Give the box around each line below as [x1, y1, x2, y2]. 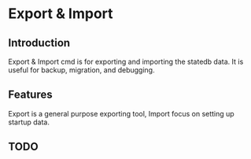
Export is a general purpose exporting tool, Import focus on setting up [8, 109, 234, 118]
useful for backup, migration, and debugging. [8, 65, 155, 75]
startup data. [8, 117, 50, 127]
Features [8, 88, 53, 102]
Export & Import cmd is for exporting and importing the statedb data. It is [8, 57, 244, 66]
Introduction [8, 36, 71, 50]
